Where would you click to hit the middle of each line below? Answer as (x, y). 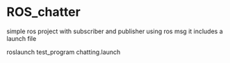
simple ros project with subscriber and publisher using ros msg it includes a (115, 31)
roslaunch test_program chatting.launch (64, 52)
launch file (22, 38)
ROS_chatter (43, 12)
